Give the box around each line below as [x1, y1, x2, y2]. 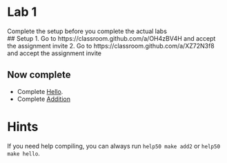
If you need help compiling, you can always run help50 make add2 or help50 [7, 142, 221, 150]
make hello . [7, 149, 40, 157]
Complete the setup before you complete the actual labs [7, 27, 168, 35]
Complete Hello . [17, 87, 63, 95]
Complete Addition [17, 95, 71, 103]
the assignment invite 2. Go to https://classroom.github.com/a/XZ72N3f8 [7, 41, 215, 50]
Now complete [7, 69, 71, 81]
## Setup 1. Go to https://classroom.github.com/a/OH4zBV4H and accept [7, 34, 216, 42]
